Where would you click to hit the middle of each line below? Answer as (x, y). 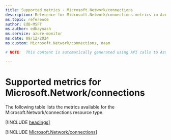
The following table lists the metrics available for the (60, 107)
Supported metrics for (53, 82)
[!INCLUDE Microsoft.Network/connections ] (51, 132)
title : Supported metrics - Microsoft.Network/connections (69, 10)
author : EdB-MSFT (24, 24)
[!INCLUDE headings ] (28, 122)
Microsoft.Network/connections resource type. (54, 112)
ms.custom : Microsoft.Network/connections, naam (58, 43)
